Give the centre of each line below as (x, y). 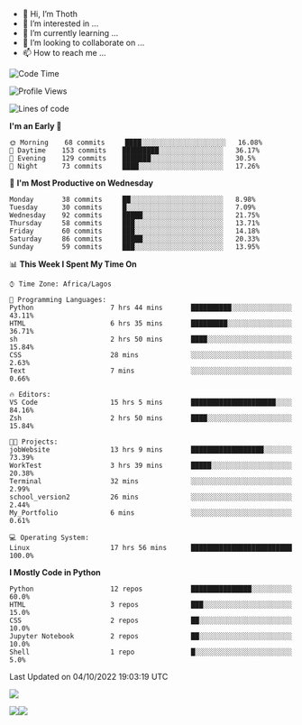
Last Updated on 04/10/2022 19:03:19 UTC (89, 677)
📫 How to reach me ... (64, 53)
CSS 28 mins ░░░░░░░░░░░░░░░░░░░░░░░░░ (151, 355)
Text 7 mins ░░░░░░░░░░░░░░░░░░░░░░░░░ (151, 371)
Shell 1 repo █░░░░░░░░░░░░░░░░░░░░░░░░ (151, 652)
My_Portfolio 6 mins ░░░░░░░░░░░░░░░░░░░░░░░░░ (151, 513)
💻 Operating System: (50, 537)
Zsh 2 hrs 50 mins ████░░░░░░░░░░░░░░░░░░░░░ (151, 418)
